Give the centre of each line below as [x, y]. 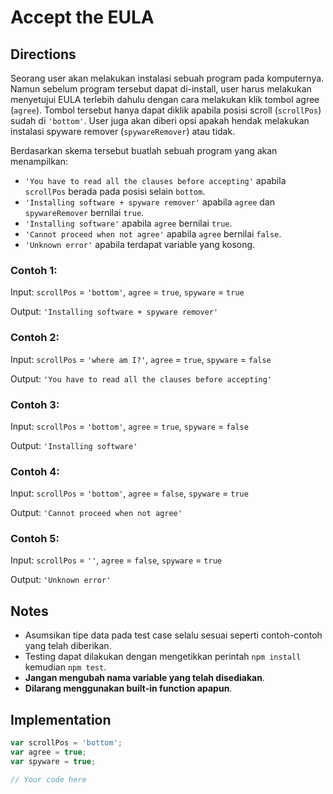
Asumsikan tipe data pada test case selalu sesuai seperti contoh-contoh [173, 635]
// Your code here [48, 779]
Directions [43, 54]
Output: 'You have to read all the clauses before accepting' [141, 378]
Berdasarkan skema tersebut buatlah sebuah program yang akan [144, 150]
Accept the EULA [82, 17]
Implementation [61, 719]
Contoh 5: [35, 539]
